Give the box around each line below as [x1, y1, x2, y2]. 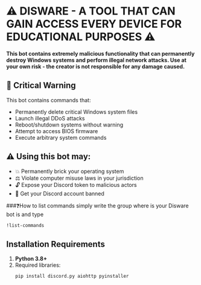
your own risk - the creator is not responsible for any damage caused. [6, 62, 185, 70]
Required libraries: [14, 261, 61, 269]
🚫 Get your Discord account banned [14, 189, 104, 197]
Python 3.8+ [14, 255, 47, 263]
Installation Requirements [6, 239, 106, 249]
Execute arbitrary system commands [14, 134, 107, 141]
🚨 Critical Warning [6, 80, 77, 91]
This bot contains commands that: [6, 96, 91, 103]
